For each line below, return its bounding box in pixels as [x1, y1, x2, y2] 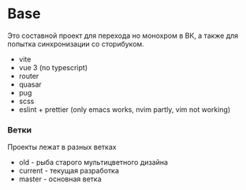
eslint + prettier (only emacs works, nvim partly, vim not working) [18, 104, 231, 114]
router [18, 71, 39, 80]
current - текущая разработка [18, 166, 120, 176]
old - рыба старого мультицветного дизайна [18, 158, 169, 167]
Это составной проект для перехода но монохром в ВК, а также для [7, 31, 239, 40]
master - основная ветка [18, 174, 102, 184]
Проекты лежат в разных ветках [7, 143, 117, 152]
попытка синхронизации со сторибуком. [7, 39, 145, 48]
